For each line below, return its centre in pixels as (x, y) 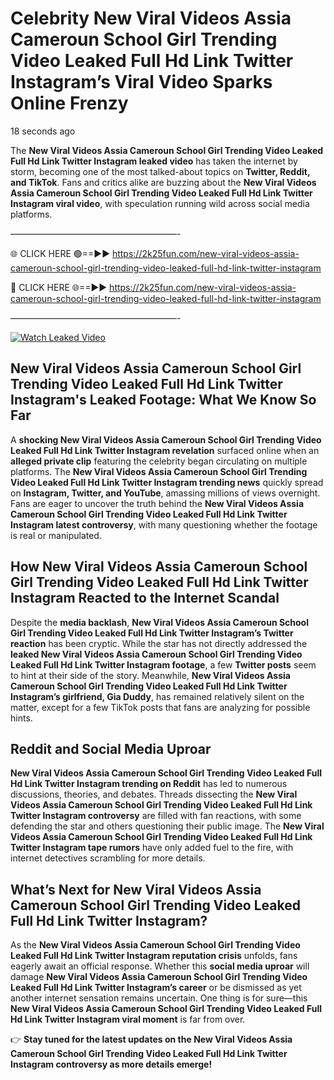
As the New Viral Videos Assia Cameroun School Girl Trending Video (155, 945)
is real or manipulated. (56, 535)
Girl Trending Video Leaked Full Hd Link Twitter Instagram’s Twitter (152, 633)
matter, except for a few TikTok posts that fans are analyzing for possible (160, 707)
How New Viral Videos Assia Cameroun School (159, 567)
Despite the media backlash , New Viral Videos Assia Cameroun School (159, 622)
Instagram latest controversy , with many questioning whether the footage (164, 524)
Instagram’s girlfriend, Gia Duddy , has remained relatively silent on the (157, 696)
